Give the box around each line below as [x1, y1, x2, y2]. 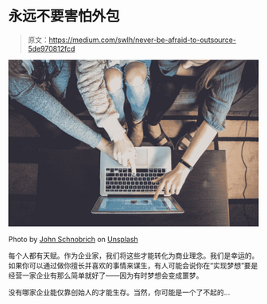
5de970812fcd [27, 44, 75, 53]
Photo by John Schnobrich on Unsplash [8, 234, 139, 244]
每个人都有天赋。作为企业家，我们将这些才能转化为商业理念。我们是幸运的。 [8, 251, 259, 260]
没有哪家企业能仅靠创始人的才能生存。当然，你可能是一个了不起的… [8, 287, 230, 297]
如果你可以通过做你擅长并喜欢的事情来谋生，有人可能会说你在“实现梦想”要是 [8, 260, 258, 270]
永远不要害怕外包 [8, 7, 121, 25]
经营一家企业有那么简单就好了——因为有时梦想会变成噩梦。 [8, 271, 203, 280]
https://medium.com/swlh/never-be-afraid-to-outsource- [48, 35, 237, 44]
